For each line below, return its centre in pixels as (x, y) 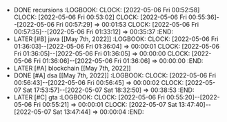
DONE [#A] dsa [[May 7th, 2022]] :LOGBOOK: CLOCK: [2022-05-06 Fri (115, 75)
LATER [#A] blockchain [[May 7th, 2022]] (72, 68)
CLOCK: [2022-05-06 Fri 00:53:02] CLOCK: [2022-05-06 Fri (100, 17)
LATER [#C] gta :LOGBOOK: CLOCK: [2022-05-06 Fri (89, 97)
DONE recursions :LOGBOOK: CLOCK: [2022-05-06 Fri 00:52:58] (107, 10)
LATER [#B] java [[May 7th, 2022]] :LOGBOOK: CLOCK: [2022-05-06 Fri (116, 39)
